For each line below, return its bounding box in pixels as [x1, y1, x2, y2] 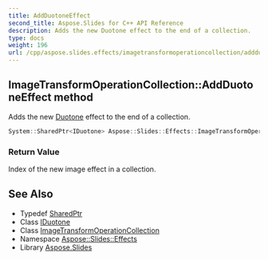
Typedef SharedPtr [19, 208, 83, 218]
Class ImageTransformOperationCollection [19, 225, 160, 235]
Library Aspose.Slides [19, 242, 93, 252]
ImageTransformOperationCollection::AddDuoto [8, 78, 254, 92]
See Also [8, 187, 53, 201]
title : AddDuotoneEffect [8, 11, 91, 20]
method [53, 91, 93, 104]
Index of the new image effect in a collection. [8, 164, 156, 174]
